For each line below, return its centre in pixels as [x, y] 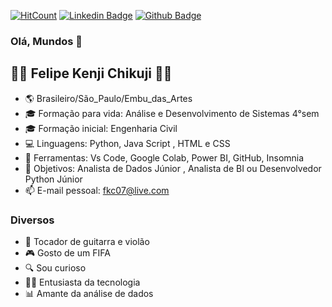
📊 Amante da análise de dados [89, 294]
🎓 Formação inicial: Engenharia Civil [101, 128]
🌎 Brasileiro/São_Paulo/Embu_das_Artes [108, 98]
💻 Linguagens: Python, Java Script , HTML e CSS [127, 143]
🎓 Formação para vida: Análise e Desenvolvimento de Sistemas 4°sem [172, 113]
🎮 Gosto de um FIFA [67, 253]
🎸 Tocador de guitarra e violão [87, 242]
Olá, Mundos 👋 [46, 41]
